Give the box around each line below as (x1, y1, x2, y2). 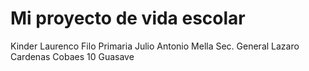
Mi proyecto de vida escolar (10, 7, 246, 30)
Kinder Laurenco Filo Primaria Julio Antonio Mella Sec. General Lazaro (10, 40, 300, 52)
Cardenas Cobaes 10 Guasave (10, 50, 135, 62)
